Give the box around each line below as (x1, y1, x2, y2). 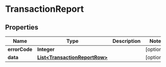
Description (112, 38, 141, 44)
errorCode (7, 46, 33, 53)
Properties (5, 23, 39, 32)
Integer (37, 46, 55, 53)
